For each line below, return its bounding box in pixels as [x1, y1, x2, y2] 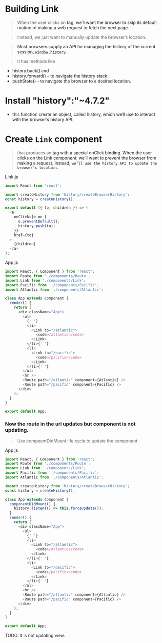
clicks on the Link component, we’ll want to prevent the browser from [17, 155, 157, 161]
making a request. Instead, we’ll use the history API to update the [17, 160, 157, 166]
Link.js [5, 174, 19, 180]
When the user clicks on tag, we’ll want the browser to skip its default [17, 20, 157, 25]
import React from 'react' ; [5, 183, 62, 188]
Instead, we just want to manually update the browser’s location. [17, 34, 146, 40]
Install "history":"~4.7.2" [5, 95, 110, 106]
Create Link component [5, 134, 102, 145]
